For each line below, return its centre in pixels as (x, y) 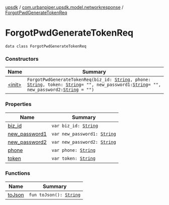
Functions (18, 173)
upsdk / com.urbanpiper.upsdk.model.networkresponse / (64, 7)
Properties (18, 104)
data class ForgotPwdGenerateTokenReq (46, 46)
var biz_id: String (75, 126)
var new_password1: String (84, 134)
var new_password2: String (84, 142)
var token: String (73, 158)
